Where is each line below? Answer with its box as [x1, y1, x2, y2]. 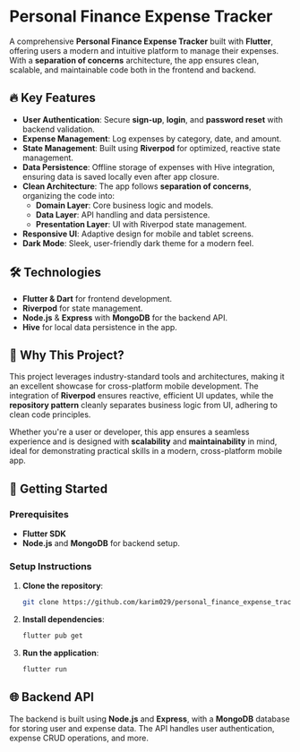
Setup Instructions [9, 560, 92, 572]
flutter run [21, 665, 67, 674]
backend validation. [21, 124, 96, 134]
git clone [21, 598, 60, 607]
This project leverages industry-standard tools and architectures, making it [9, 372, 285, 382]
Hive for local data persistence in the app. [21, 321, 177, 332]
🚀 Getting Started [9, 481, 108, 496]
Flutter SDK [21, 528, 67, 539]
